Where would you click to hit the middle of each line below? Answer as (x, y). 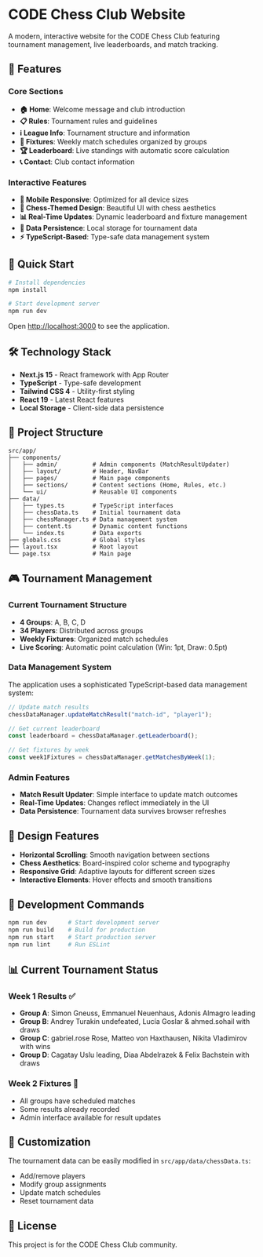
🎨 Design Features (54, 836)
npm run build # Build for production (77, 930)
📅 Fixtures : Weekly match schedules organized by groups (113, 141)
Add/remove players (52, 1176)
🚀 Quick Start (41, 264)
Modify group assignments (63, 1184)
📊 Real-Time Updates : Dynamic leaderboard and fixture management (133, 217)
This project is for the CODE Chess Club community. (93, 1244)
